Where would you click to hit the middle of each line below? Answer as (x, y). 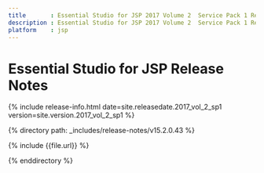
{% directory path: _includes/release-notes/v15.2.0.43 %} (101, 131)
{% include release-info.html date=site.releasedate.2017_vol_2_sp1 (115, 107)
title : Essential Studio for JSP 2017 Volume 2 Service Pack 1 (128, 15)
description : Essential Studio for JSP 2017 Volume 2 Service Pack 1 (128, 23)
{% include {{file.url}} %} (49, 146)
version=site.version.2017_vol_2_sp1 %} (71, 115)
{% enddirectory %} (40, 160)
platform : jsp (38, 30)
